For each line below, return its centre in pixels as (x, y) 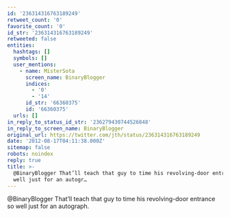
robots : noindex (30, 154)
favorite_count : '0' (37, 26)
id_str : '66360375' (53, 103)
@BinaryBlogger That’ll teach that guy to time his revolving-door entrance (111, 199)
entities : (21, 45)
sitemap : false (29, 148)
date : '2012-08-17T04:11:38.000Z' (56, 141)
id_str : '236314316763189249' (50, 33)
